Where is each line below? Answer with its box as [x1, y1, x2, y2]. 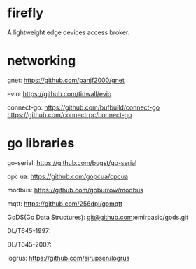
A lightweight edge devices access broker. [7, 28, 130, 37]
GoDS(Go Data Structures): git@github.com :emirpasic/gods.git [7, 213, 189, 221]
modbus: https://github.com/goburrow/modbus [7, 185, 143, 194]
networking [7, 53, 76, 69]
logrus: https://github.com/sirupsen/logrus [7, 254, 130, 262]
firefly [7, 5, 44, 21]
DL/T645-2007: [7, 240, 52, 249]
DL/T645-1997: [7, 226, 51, 235]
